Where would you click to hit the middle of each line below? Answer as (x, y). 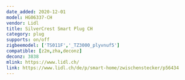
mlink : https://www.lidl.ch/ (43, 62)
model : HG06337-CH (29, 17)
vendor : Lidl (23, 23)
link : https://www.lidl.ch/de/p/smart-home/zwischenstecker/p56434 (93, 68)
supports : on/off (28, 40)
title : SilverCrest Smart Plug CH (50, 29)
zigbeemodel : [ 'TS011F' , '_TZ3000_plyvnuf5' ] (63, 46)
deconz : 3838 (23, 57)
